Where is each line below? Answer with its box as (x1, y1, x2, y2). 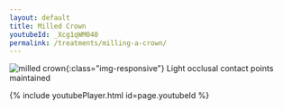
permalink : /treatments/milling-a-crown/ (9, 38, 168, 48)
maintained (9, 73, 51, 84)
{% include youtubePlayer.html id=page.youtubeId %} (9, 90, 210, 101)
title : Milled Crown (9, 22, 87, 31)
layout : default (9, 13, 70, 23)
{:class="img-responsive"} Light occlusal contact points (66, 63, 274, 74)
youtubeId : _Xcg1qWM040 (9, 30, 99, 39)
